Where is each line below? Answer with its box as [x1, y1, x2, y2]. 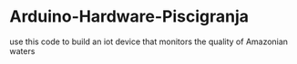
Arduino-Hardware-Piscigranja [9, 6, 249, 27]
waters [9, 45, 36, 56]
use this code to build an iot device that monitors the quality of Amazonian [9, 36, 289, 47]
